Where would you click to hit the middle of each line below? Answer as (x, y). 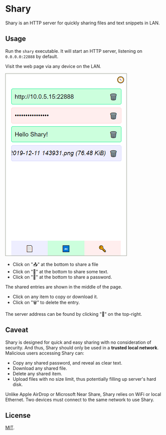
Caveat (17, 330)
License (18, 415)
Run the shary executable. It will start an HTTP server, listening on (74, 51)
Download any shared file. (40, 368)
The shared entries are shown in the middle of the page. (64, 286)
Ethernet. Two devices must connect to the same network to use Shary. (80, 400)
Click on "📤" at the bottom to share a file (55, 264)
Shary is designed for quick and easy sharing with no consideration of (78, 342)
